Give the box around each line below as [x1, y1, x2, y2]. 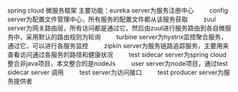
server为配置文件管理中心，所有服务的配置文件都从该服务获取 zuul [7, 15, 217, 23]
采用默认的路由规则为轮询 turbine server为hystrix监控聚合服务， [26, 33, 227, 41]
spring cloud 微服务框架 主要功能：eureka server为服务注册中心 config [7, 6, 229, 14]
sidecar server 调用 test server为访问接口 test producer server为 [7, 68, 224, 76]
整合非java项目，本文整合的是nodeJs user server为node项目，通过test [7, 59, 229, 67]
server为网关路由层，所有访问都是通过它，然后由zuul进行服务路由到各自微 [7, 24, 225, 32]
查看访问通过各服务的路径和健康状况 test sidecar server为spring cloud [7, 50, 227, 59]
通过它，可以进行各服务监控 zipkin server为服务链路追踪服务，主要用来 [7, 42, 229, 50]
